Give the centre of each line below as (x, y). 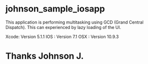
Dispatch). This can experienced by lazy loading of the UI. (63, 27)
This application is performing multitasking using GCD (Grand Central (75, 22)
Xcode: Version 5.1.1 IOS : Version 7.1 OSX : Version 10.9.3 (62, 37)
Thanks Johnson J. (45, 56)
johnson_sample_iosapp (55, 9)
